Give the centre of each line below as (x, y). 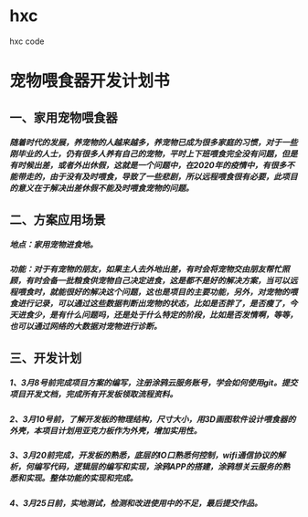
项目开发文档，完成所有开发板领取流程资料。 (94, 395)
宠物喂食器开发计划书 (90, 81)
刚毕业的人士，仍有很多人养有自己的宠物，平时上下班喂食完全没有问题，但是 (154, 154)
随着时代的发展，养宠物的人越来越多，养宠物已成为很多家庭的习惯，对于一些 (154, 142)
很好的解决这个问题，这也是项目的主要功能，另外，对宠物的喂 (181, 292)
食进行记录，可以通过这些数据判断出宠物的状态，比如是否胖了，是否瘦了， (149, 303)
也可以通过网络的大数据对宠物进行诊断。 (85, 326)
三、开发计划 (46, 358)
